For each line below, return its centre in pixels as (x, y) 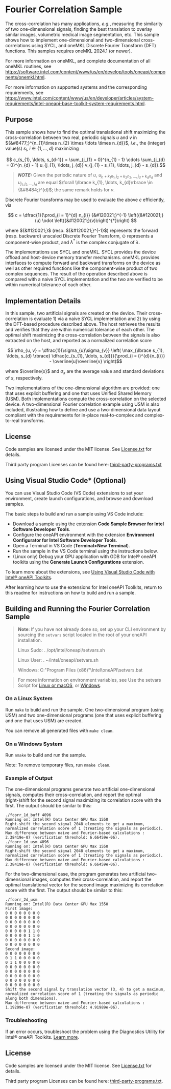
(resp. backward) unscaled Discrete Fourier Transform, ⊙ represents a (79, 236)
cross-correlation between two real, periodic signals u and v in (71, 137)
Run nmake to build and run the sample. (46, 755)
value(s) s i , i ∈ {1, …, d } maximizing (42, 149)
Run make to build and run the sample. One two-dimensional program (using (85, 709)
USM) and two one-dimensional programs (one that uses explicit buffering (83, 715)
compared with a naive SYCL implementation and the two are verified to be (84, 279)
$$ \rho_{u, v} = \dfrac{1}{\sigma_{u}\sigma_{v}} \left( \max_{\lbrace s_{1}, (86, 350)
